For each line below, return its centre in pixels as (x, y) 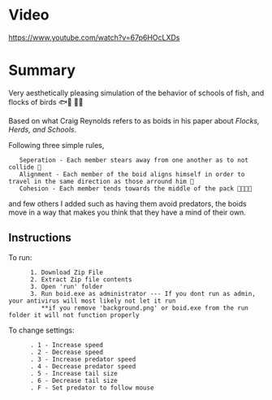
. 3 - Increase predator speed (83, 359)
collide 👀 (25, 167)
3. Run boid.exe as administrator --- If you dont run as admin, (142, 293)
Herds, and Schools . (43, 129)
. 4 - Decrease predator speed (83, 366)
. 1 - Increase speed (67, 345)
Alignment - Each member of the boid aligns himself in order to (132, 174)
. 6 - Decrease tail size (73, 380)
